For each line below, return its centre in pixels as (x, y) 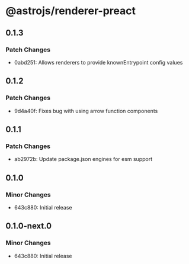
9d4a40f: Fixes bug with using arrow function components (86, 111)
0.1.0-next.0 (28, 226)
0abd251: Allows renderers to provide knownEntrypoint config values (98, 62)
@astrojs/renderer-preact (71, 11)
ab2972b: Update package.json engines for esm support (83, 159)
